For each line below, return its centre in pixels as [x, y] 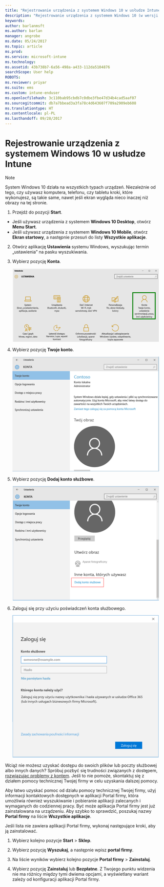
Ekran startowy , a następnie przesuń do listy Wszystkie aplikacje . [80, 237]
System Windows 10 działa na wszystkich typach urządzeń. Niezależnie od [81, 187]
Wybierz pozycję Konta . [36, 261]
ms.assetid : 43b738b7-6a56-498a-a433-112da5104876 [58, 67]
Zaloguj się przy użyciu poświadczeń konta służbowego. [69, 608]
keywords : [15, 21]
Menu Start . [24, 227]
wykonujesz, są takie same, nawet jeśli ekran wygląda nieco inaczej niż [77, 197]
